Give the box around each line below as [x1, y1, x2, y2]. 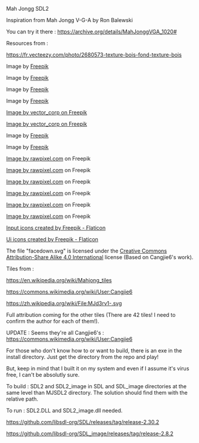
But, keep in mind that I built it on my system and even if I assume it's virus [6, 365, 189, 372]
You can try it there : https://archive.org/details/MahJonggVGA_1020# [6, 28, 177, 35]
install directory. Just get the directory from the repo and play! [6, 354, 159, 360]
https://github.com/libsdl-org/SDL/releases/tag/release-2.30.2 [6, 419, 160, 425]
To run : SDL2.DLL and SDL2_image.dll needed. [6, 407, 123, 414]
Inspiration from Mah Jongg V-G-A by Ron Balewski [6, 17, 133, 23]
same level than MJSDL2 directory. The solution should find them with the [6, 389, 188, 396]
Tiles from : [6, 265, 35, 272]
